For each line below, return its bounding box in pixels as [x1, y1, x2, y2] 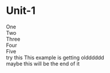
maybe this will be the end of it [6, 60, 80, 67]
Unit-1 [6, 4, 36, 17]
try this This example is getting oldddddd [6, 54, 105, 61]
